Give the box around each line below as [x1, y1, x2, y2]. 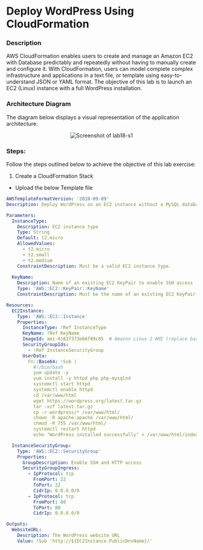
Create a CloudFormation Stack [14, 173, 94, 180]
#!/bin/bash [33, 364, 63, 370]
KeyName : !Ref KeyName [22, 330, 80, 337]
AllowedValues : [17, 240, 56, 247]
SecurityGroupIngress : [22, 465, 80, 471]
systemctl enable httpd [33, 386, 94, 393]
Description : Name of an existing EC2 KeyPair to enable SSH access [17, 280, 193, 286]
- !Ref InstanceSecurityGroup [28, 347, 104, 353]
